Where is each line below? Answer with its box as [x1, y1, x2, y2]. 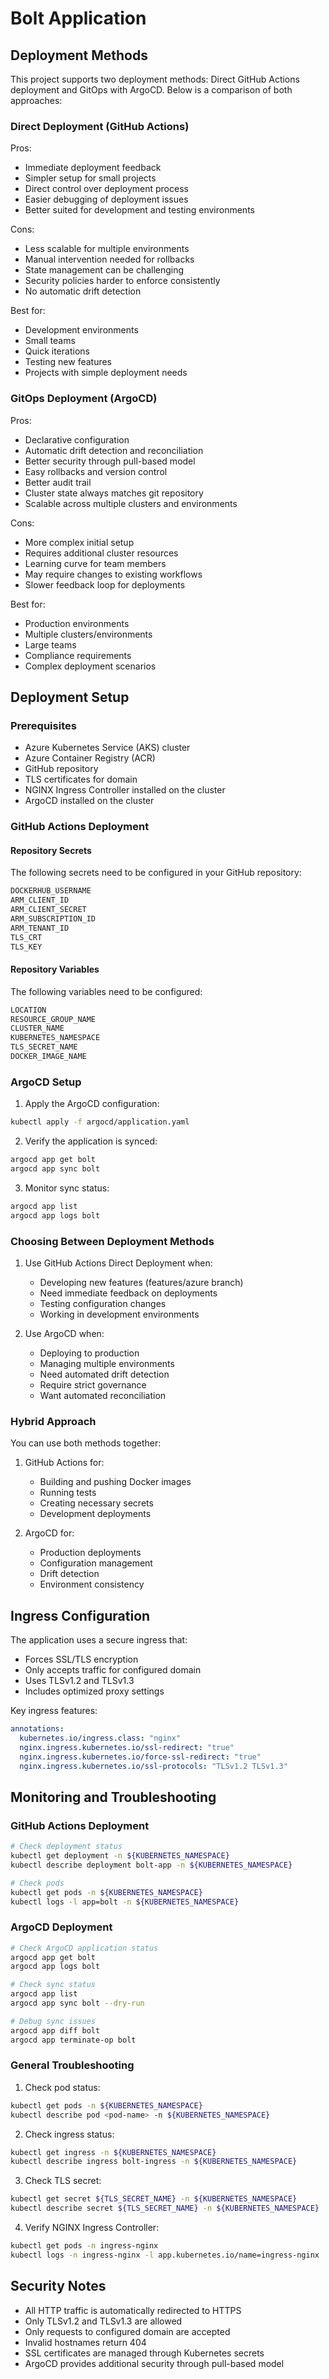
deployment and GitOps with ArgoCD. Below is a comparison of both [10, 84, 293, 96]
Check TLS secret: [24, 2175, 102, 2187]
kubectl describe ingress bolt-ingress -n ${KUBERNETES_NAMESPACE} [10, 2157, 298, 2167]
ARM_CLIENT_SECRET [10, 905, 87, 915]
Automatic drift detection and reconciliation [24, 444, 204, 456]
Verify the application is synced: [24, 1135, 158, 1147]
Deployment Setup [10, 688, 130, 706]
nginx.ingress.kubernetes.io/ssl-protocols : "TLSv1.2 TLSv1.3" [19, 1761, 288, 1771]
